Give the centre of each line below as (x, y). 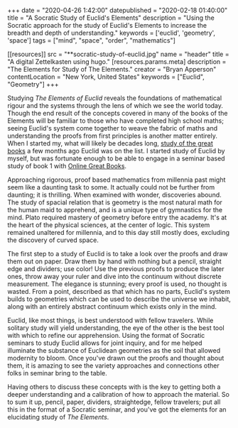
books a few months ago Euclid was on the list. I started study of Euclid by (116, 151)
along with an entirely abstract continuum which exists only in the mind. (112, 307)
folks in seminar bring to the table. (58, 373)
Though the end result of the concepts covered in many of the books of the (118, 113)
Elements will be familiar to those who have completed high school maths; (115, 121)
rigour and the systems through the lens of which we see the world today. (115, 105)
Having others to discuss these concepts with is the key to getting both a (114, 387)
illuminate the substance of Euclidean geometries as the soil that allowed (114, 350)
